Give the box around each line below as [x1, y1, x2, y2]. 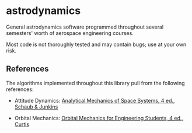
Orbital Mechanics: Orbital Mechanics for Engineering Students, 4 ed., [14, 114, 184, 121]
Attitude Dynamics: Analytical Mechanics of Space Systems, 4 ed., [14, 97, 175, 104]
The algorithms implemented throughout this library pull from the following [6, 79, 185, 86]
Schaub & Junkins [14, 103, 58, 110]
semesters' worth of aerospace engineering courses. [6, 29, 134, 36]
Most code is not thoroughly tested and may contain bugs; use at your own [6, 41, 187, 48]
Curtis [14, 121, 30, 128]
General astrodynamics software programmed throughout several [6, 23, 164, 30]
